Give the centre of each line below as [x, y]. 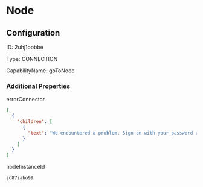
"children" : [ [35, 122]
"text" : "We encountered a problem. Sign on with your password [111, 133]
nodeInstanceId [26, 167]
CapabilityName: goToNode [40, 71]
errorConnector [26, 100]
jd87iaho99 [20, 178]
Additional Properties [38, 86]
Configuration [33, 33]
